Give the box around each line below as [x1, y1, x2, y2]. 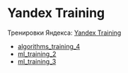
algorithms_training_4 [17, 42, 80, 50]
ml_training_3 [17, 57, 57, 65]
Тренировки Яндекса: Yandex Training [7, 28, 122, 37]
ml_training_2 [17, 50, 57, 58]
